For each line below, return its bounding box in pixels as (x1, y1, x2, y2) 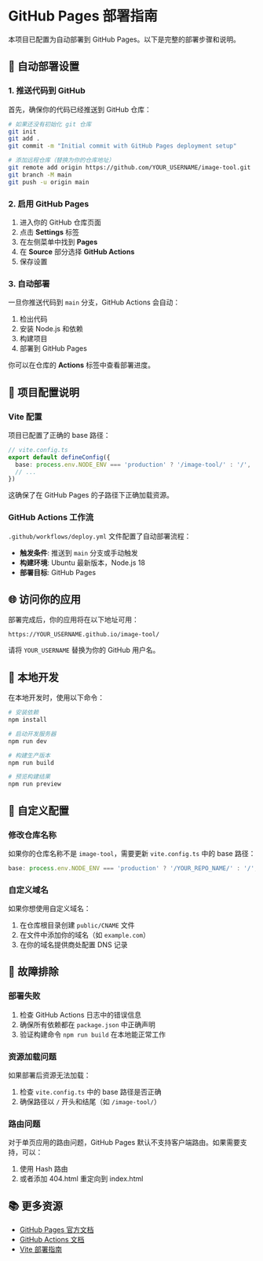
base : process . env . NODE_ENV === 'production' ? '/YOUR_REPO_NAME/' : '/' (8, 864, 255, 872)
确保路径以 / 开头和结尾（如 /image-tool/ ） (19, 1097, 161, 1106)
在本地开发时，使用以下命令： (8, 693, 104, 702)
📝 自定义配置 (8, 804, 69, 817)
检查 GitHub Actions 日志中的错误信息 (19, 1010, 141, 1019)
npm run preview (8, 780, 61, 789)
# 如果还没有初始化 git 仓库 (8, 120, 92, 128)
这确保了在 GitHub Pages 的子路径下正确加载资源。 (8, 490, 174, 500)
